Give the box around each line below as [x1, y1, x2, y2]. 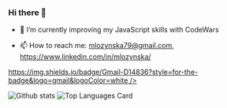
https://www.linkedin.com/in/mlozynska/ [19, 52, 151, 61]
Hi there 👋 [8, 7, 47, 18]
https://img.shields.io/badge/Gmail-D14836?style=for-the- [8, 67, 199, 77]
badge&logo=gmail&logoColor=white [8, 76, 128, 85]
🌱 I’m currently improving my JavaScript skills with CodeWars [19, 25, 219, 35]
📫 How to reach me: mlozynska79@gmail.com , [19, 41, 175, 50]
